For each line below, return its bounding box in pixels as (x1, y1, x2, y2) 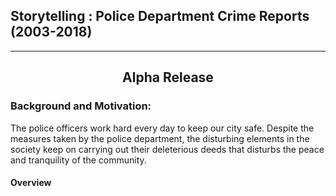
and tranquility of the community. (10, 154, 147, 166)
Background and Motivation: (10, 99, 152, 113)
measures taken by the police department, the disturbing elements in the (10, 132, 310, 144)
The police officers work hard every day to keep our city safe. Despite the (10, 122, 315, 134)
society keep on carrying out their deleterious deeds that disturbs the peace (10, 143, 325, 155)
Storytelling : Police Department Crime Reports (10, 8, 310, 25)
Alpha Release (122, 69, 214, 86)
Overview (10, 177, 52, 189)
